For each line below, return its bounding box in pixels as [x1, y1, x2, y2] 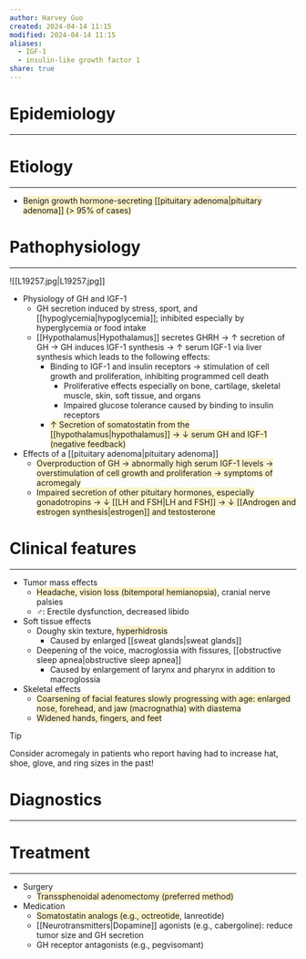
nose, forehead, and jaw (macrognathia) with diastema [36, 703, 241, 714]
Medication [22, 900, 66, 912]
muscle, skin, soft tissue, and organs [63, 389, 201, 401]
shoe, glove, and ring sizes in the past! [9, 758, 155, 768]
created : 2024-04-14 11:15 [9, 22, 112, 31]
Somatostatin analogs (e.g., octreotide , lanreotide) [36, 910, 225, 921]
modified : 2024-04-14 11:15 [9, 30, 117, 39]
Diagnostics [9, 789, 103, 809]
